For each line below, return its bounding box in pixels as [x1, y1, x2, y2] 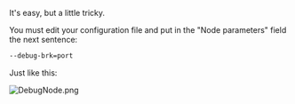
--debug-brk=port [9, 52, 74, 60]
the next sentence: [9, 35, 78, 44]
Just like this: [9, 67, 58, 78]
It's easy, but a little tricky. [9, 8, 105, 18]
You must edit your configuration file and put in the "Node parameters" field [9, 25, 287, 35]
